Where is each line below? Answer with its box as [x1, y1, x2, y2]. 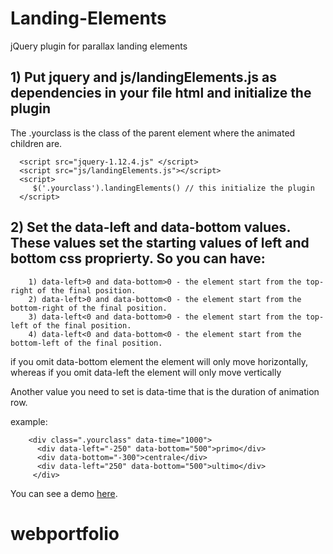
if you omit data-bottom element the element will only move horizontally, [10, 355, 308, 367]
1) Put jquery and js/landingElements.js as [10, 69, 277, 86]
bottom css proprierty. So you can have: [10, 250, 266, 267]
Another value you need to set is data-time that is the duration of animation [10, 385, 320, 397]
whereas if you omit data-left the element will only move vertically [10, 366, 282, 378]
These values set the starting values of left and [10, 235, 310, 252]
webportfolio [10, 522, 120, 545]
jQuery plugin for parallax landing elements [10, 40, 188, 52]
